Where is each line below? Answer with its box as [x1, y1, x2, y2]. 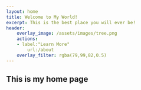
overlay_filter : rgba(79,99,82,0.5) [17, 52, 107, 58]
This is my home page [6, 74, 88, 84]
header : [6, 25, 25, 31]
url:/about [27, 47, 54, 53]
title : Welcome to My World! [6, 14, 78, 20]
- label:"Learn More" [17, 42, 70, 48]
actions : [17, 36, 38, 42]
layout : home [6, 8, 38, 15]
